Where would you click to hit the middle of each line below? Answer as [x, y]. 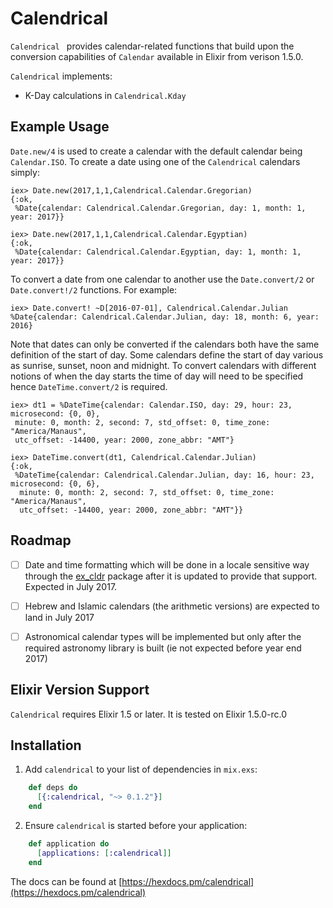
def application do [69, 844]
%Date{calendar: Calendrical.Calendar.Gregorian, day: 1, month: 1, [160, 208]
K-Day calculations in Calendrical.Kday [105, 95]
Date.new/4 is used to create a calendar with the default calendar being [156, 151]
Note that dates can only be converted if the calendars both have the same [165, 344]
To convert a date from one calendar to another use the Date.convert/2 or [162, 279]
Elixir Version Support [80, 690]
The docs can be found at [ [66, 881]
